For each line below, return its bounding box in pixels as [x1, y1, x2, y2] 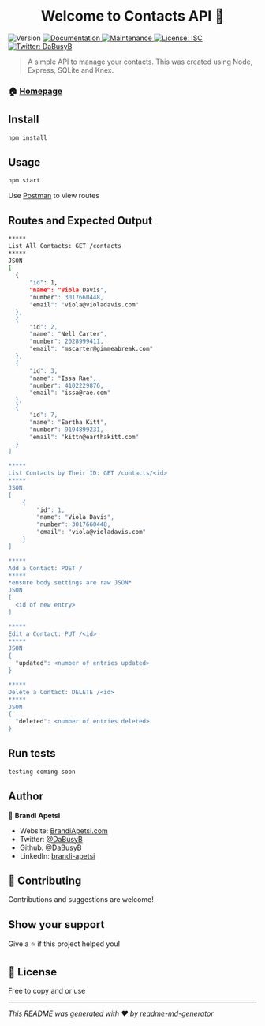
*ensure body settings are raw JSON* [8, 579, 132, 587]
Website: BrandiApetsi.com [19, 825, 108, 836]
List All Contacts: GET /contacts [8, 242, 122, 250]
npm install [8, 133, 47, 141]
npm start [8, 177, 41, 185]
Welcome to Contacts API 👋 [40, 7, 225, 25]
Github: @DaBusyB [19, 843, 82, 852]
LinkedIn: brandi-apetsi [19, 851, 95, 860]
